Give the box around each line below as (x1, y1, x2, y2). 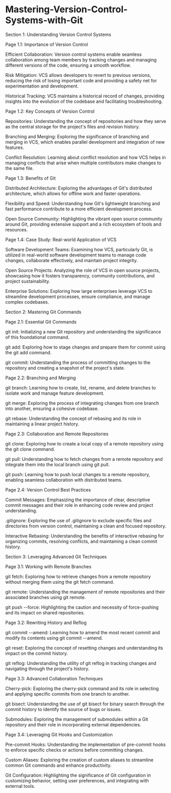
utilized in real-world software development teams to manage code (5, 252, 146, 258)
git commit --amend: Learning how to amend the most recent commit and (5, 629, 160, 635)
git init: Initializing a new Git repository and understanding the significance (5, 329, 161, 335)
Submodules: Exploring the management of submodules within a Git (5, 716, 149, 722)
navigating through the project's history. (5, 666, 90, 672)
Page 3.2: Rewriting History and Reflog (5, 619, 87, 626)
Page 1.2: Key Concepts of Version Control (5, 108, 95, 114)
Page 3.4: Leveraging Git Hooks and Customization (5, 731, 113, 738)
